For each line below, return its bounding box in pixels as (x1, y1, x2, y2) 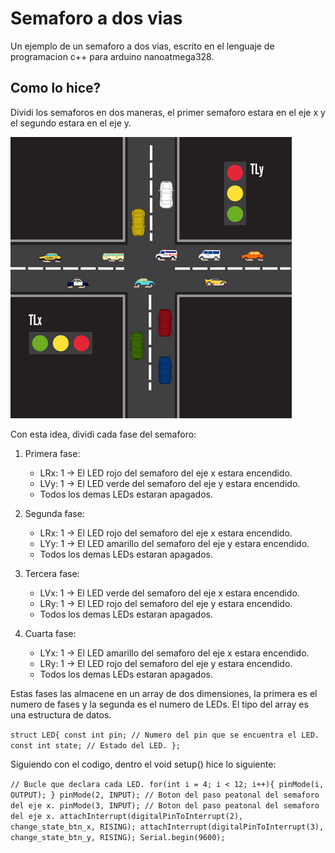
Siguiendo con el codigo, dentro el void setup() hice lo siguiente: (10, 758, 277, 770)
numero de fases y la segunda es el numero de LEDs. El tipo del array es (10, 698, 309, 710)
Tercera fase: (24, 567, 80, 579)
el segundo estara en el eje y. (10, 117, 132, 129)
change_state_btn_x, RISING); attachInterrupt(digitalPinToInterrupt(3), (10, 822, 325, 832)
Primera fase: (24, 447, 81, 459)
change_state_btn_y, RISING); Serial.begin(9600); (10, 832, 226, 842)
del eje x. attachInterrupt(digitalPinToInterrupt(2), (10, 811, 244, 821)
